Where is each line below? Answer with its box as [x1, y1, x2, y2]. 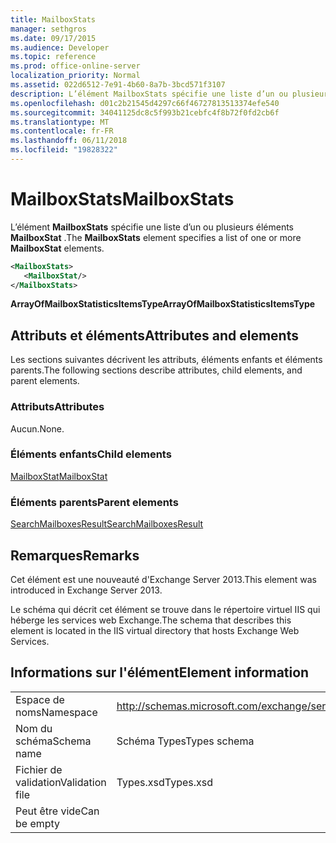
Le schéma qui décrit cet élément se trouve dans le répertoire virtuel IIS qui [10, 603, 321, 615]
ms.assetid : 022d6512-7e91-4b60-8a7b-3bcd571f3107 [10, 80, 226, 90]
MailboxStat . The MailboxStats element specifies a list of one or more [10, 231, 302, 243]
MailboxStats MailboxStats [10, 188, 235, 211]
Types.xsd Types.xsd [116, 775, 214, 789]
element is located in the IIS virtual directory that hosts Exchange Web [10, 624, 300, 636]
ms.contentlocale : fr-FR [10, 126, 114, 136]
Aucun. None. [10, 422, 65, 435]
